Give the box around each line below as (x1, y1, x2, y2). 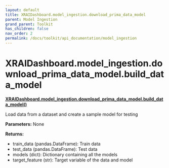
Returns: (5, 130, 24, 137)
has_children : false (5, 26, 49, 31)
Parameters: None (5, 121, 45, 127)
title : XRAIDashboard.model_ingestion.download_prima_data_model (5, 12, 146, 17)
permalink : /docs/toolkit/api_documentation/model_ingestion (5, 36, 137, 41)
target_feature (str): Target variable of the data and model (12, 157, 133, 163)
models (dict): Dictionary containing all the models (12, 151, 118, 157)
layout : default (5, 7, 39, 13)
